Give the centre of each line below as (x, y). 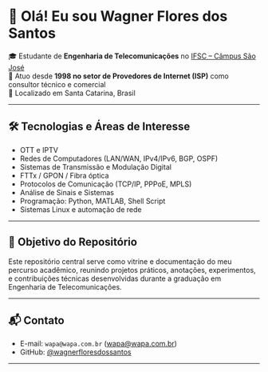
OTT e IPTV (39, 150)
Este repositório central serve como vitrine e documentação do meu (120, 261)
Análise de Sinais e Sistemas (67, 192)
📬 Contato (37, 320)
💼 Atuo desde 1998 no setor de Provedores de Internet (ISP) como (119, 76)
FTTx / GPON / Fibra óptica (64, 175)
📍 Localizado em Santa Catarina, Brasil (72, 93)
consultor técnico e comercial (57, 84)
